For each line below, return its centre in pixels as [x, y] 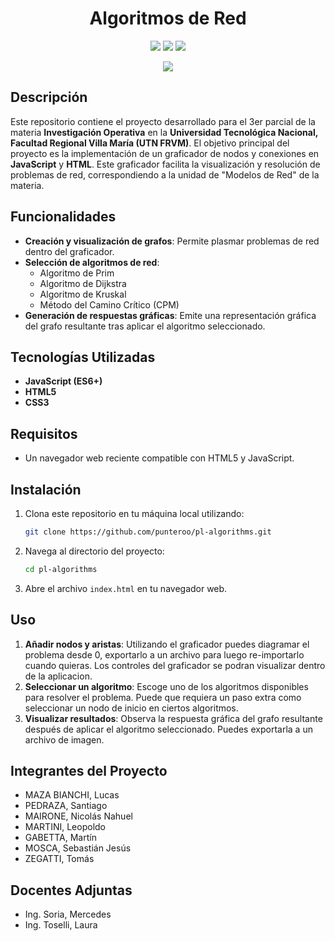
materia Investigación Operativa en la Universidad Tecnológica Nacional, [164, 132]
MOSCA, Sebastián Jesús [78, 848]
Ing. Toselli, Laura [61, 925]
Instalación [46, 489]
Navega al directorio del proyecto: [94, 551]
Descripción [49, 97]
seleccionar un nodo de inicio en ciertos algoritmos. [131, 708]
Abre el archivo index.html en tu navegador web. [126, 588]
